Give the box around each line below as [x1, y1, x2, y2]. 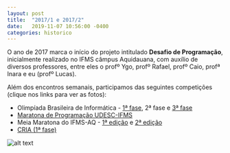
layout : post [7, 10, 45, 17]
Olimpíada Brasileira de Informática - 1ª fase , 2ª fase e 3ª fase [16, 104, 193, 112]
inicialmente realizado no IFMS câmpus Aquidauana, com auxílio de [7, 56, 198, 64]
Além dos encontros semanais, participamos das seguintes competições [7, 83, 213, 91]
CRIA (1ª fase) [16, 126, 57, 134]
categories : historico [7, 29, 72, 36]
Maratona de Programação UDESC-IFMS [16, 111, 133, 119]
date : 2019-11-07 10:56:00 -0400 [7, 23, 109, 30]
